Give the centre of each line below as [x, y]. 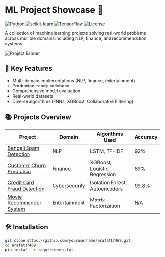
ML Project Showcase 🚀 [54, 10]
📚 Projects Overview [38, 117]
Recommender [25, 202]
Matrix [97, 200]
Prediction [19, 171]
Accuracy [146, 137]
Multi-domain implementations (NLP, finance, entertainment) [73, 80]
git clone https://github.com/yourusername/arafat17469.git [68, 241]
